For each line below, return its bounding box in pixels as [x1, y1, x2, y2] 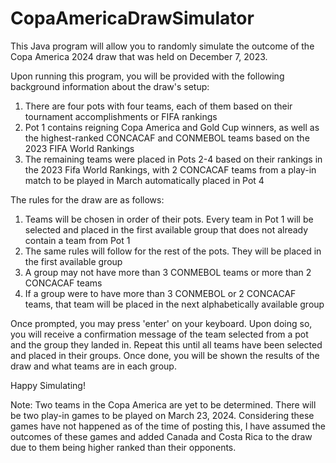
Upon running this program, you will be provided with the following [10, 70, 285, 82]
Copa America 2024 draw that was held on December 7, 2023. [10, 50, 268, 62]
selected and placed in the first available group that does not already [24, 223, 309, 236]
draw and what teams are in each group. [10, 360, 177, 372]
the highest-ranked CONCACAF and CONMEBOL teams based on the [24, 132, 310, 144]
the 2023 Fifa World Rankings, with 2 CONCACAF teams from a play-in [24, 163, 317, 176]
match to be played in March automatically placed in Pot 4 [24, 174, 265, 186]
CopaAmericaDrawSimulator [10, 7, 255, 30]
